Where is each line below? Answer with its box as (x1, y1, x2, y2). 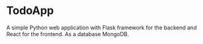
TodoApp (6, 4, 54, 18)
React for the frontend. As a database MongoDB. (6, 30, 130, 37)
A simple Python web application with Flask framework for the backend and (6, 24, 197, 31)
